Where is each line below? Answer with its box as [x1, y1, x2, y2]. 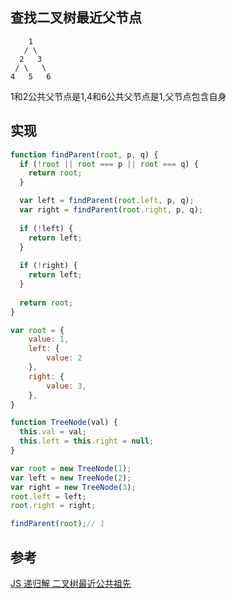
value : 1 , [28, 334, 70, 345]
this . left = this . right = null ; [19, 436, 155, 447]
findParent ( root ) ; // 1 [10, 519, 105, 529]
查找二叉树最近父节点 [10, 9, 142, 27]
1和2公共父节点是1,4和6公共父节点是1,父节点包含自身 [10, 90, 227, 102]
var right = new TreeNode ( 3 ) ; [10, 482, 137, 492]
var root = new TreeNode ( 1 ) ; [10, 463, 132, 473]
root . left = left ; [10, 491, 87, 502]
